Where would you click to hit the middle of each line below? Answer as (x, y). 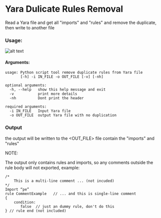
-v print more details (43, 94)
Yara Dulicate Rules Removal (64, 9)
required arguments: (26, 107)
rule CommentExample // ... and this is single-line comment (71, 194)
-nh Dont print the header (47, 98)
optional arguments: (26, 86)
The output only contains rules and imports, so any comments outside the (79, 162)
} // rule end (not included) (36, 211)
